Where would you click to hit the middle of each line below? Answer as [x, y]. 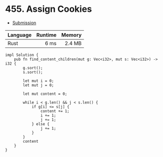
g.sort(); [33, 68]
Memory [72, 35]
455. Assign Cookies [49, 9]
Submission [24, 23]
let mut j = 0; [39, 85]
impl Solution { [22, 55]
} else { [41, 124]
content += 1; [55, 111]
